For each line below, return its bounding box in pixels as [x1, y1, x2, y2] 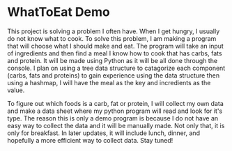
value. [7, 86, 25, 94]
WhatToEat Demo [7, 4, 110, 20]
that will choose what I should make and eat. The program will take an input [7, 42, 224, 50]
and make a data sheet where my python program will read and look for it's [7, 107, 223, 115]
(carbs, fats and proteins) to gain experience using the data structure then [7, 71, 220, 80]
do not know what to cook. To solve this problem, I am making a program [7, 34, 217, 42]
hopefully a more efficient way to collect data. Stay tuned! [7, 136, 173, 144]
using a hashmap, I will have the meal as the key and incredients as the [7, 78, 211, 87]
